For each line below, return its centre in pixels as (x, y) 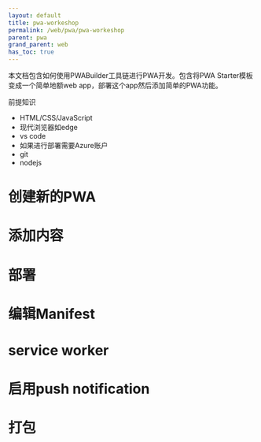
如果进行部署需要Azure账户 (64, 145)
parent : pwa (28, 37)
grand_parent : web (38, 45)
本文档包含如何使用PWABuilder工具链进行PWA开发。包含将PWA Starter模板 (130, 75)
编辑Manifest (52, 314)
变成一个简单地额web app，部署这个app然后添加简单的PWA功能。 (115, 85)
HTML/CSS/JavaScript (56, 118)
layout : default (35, 15)
